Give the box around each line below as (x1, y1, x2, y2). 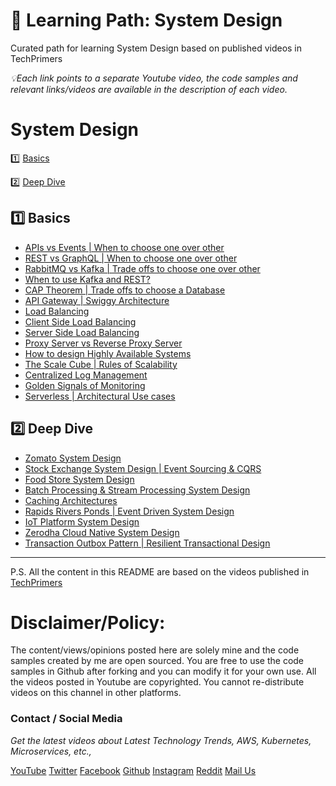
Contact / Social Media (10, 712, 123, 726)
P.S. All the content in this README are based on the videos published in (10, 565, 310, 578)
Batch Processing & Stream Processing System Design (24, 484, 251, 496)
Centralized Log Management (24, 369, 148, 381)
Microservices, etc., (10, 745, 92, 757)
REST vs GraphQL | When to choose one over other (24, 252, 238, 264)
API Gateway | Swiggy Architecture (24, 294, 170, 306)
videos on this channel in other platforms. (10, 687, 182, 699)
